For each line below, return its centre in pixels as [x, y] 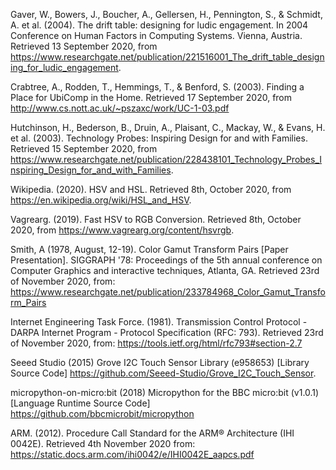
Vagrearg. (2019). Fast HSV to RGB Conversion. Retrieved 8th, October [156, 219]
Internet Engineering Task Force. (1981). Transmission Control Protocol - [159, 322]
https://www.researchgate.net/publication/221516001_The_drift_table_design [167, 57]
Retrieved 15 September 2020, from [84, 148]
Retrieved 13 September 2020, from [84, 46]
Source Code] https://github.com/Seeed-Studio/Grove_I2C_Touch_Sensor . [163, 373]
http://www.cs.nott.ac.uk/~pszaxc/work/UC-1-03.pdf [120, 108]
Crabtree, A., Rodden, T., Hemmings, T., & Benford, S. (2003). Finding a [157, 87]
